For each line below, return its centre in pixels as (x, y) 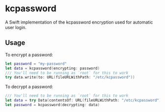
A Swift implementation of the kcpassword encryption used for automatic (79, 22)
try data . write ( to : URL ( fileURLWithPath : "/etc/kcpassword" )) (70, 77)
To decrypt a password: (29, 87)
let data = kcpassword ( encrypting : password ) (52, 68)
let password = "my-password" (36, 64)
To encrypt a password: (29, 55)
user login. (16, 27)
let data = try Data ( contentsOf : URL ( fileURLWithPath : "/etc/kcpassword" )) (84, 100)
